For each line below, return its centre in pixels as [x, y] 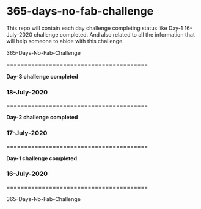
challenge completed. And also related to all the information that [114, 34]
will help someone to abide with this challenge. [65, 41]
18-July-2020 [27, 92]
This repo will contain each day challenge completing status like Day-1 [95, 28]
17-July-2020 [27, 133]
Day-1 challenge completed [42, 158]
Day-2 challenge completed [42, 118]
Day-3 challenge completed [42, 76]
